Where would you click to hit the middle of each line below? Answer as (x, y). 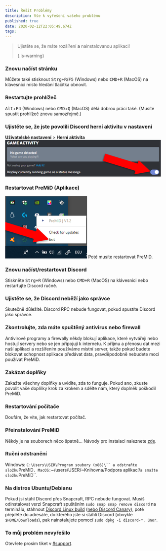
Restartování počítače (32, 406)
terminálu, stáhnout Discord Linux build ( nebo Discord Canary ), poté (75, 509)
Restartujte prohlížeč (31, 98)
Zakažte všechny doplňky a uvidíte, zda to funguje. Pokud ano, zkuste (77, 383)
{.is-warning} (31, 56)
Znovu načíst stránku (31, 69)
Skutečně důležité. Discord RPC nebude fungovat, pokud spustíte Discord (80, 309)
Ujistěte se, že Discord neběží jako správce (58, 298)
